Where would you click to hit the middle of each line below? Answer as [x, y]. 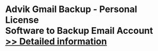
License [22, 20]
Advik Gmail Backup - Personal [71, 9]
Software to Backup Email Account [79, 31]
